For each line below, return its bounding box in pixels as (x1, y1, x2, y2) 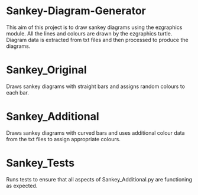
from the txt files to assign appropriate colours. (6, 135, 121, 142)
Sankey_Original (6, 63, 87, 77)
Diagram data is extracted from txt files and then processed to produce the (6, 36, 189, 43)
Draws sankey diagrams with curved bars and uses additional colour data (6, 129, 185, 136)
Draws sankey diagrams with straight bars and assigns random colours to (6, 83, 185, 90)
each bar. (6, 89, 30, 96)
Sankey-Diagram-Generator (6, 4, 146, 18)
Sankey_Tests (6, 157, 75, 170)
